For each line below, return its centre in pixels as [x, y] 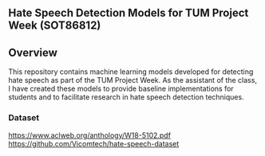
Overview [33, 52]
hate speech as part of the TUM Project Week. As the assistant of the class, [133, 80]
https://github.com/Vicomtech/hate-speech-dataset [94, 143]
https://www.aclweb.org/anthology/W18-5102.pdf [90, 135]
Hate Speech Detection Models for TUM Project [129, 13]
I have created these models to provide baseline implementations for [121, 89]
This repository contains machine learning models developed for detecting [131, 72]
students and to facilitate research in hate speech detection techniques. [127, 97]
